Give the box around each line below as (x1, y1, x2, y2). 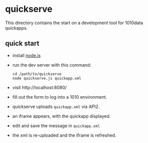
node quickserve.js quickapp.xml (12, 75, 82, 81)
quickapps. (5, 25, 28, 31)
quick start (5, 39, 40, 48)
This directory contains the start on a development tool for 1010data (5, 20, 144, 26)
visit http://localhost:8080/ (12, 84, 67, 90)
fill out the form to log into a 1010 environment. (12, 94, 107, 100)
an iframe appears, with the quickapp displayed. (12, 113, 111, 119)
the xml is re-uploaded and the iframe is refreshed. (12, 132, 116, 138)
